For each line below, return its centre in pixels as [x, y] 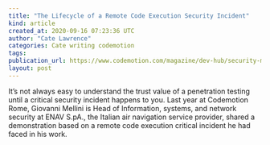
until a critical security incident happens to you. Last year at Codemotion [129, 99]
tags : [17, 53]
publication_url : [37, 61]
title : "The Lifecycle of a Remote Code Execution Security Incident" [129, 16]
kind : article [32, 23]
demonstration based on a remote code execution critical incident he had [129, 125]
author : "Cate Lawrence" [50, 38]
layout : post [30, 68]
